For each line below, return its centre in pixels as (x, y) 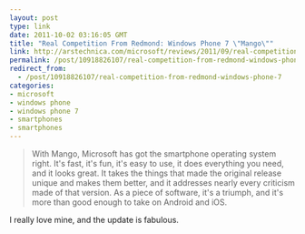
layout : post (34, 18)
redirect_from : (38, 69)
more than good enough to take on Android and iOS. (129, 202)
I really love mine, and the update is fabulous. (94, 220)
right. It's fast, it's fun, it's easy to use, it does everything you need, (157, 163)
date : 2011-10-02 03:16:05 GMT (69, 35)
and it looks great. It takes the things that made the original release (157, 173)
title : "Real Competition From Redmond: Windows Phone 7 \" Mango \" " (142, 43)
